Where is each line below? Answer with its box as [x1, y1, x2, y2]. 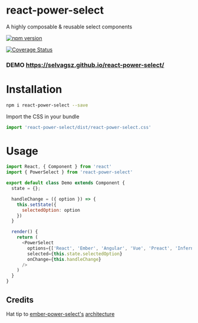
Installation [6, 83, 62, 96]
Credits [6, 295, 34, 305]
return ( [16, 234, 38, 240]
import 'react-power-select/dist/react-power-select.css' [6, 124, 151, 130]
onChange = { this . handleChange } [27, 256, 101, 262]
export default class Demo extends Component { [6, 180, 126, 186]
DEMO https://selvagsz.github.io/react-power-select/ [6, 60, 164, 69]
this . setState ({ [16, 202, 57, 208]
